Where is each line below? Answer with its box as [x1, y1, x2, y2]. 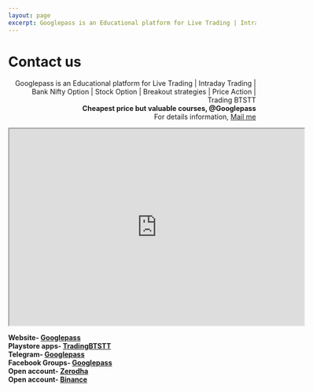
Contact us [8, 53, 82, 71]
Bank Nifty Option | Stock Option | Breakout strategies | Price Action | [31, 87, 256, 97]
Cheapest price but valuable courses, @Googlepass [82, 104, 256, 113]
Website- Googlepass [8, 333, 81, 342]
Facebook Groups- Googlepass [8, 358, 112, 368]
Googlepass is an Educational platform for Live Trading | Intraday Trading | [14, 79, 256, 88]
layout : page [8, 11, 51, 20]
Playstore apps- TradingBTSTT [8, 342, 112, 351]
